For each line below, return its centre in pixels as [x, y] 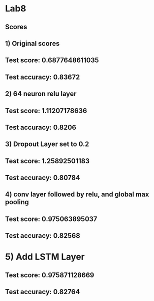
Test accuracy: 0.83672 [43, 77]
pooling [17, 202]
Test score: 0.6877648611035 [52, 60]
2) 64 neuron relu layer [41, 94]
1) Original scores [32, 43]
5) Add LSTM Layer [45, 257]
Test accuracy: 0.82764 [43, 292]
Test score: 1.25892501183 [47, 161]
